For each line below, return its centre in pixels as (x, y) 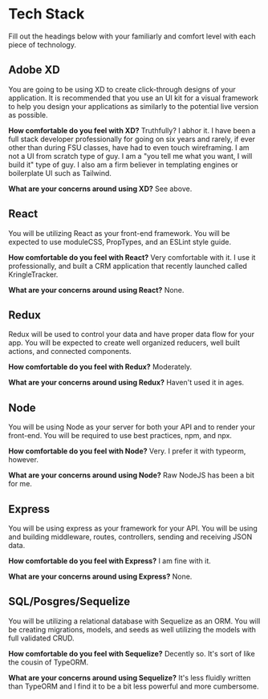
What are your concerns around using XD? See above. (100, 189)
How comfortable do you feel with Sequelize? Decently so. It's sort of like (132, 653)
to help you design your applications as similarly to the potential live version (134, 106)
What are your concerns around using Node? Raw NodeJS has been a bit (132, 475)
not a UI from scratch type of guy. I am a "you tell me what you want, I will (130, 156)
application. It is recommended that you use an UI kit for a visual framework (133, 98)
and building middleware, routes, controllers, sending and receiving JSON (130, 537)
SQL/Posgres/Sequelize (69, 601)
